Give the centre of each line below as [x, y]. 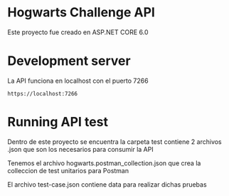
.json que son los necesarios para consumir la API [81, 149]
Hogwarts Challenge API [81, 12]
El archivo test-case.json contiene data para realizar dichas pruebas [107, 184]
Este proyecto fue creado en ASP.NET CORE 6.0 [78, 32]
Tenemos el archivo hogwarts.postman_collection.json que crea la [104, 163]
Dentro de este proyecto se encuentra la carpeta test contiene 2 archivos [114, 141]
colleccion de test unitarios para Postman [68, 170]
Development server [69, 61]
